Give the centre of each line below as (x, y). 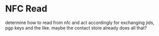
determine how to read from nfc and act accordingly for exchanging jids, (80, 22)
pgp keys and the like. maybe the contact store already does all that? (76, 27)
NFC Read (26, 9)
